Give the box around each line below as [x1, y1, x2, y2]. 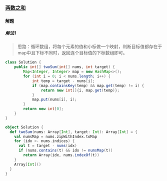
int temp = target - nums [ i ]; [31, 78, 95, 83]
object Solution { [5, 124, 43, 129]
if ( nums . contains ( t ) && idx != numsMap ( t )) [18, 148, 113, 153]
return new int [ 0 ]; [23, 106, 64, 111]
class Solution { [5, 60, 41, 65]
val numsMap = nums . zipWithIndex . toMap [14, 134, 97, 139]
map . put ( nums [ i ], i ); [31, 97, 77, 102]
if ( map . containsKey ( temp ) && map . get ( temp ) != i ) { [31, 83, 144, 88]
